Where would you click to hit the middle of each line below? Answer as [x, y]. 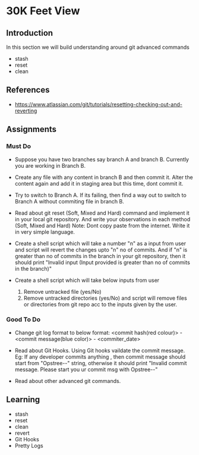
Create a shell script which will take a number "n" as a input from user [100, 243]
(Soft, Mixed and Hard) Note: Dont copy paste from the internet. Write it [102, 225]
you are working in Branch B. [50, 165]
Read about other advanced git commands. [68, 381]
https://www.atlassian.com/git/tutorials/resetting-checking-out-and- [99, 104]
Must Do [19, 146]
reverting [26, 111]
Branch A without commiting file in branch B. [70, 201]
